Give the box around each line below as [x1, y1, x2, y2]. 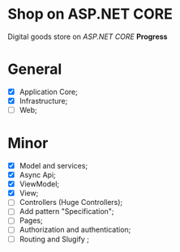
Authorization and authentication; [19, 224, 131, 235]
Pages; [19, 216, 43, 225]
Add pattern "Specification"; [19, 207, 114, 216]
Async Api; [19, 170, 56, 180]
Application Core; [19, 87, 78, 96]
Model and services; [19, 161, 88, 170]
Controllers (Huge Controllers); [19, 198, 123, 207]
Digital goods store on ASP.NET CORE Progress [7, 32, 168, 41]
